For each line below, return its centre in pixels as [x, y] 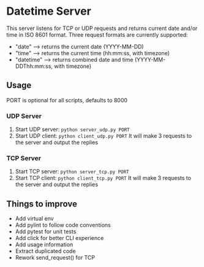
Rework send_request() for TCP [55, 258]
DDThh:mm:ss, [34, 66]
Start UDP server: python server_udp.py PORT [72, 129]
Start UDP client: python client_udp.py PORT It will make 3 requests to [103, 136]
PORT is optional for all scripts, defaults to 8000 [67, 100]
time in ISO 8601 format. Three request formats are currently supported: [97, 34]
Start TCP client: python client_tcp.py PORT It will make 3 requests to [103, 178]
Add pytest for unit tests [46, 231]
